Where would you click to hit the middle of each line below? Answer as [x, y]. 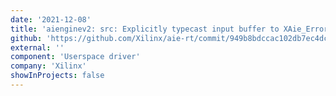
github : [26, 38]
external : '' [37, 47]
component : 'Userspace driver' [75, 57]
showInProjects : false [57, 76]
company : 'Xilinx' [48, 66]
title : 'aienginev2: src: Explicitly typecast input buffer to [145, 29]
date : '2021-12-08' [51, 19]
